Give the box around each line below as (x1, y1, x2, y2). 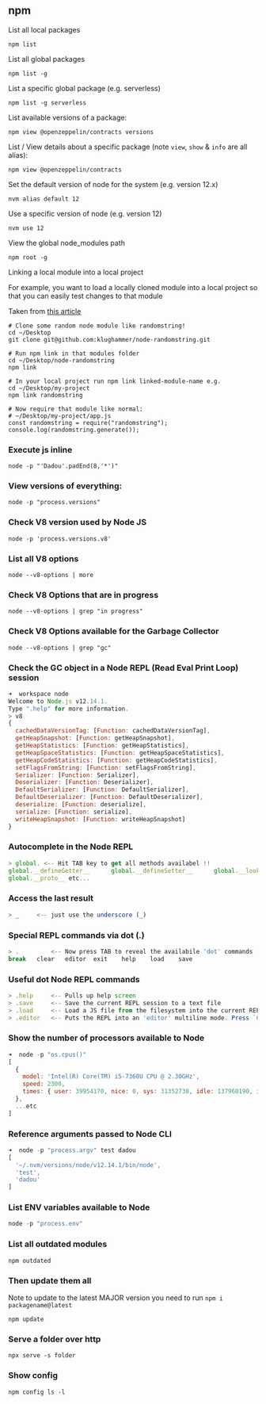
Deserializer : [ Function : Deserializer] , (15, 779, 154, 786)
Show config (8, 1370, 58, 1381)
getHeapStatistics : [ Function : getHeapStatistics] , (15, 742, 190, 750)
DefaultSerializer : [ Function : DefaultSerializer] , (15, 786, 190, 794)
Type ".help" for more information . (8, 705, 129, 713)
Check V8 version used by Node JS (8, 517, 147, 528)
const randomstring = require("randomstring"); (8, 419, 169, 427)
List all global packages (8, 54, 85, 63)
